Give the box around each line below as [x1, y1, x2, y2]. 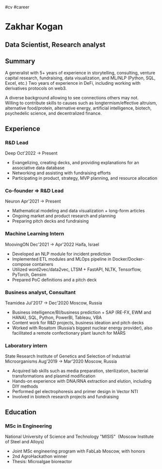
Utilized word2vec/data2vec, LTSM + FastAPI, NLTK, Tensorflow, [12, 266, 142, 272]
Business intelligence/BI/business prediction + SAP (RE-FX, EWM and [12, 309, 151, 315]
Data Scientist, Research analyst [5, 40, 106, 49]
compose [12, 261, 31, 267]
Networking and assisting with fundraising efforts [12, 170, 111, 176]
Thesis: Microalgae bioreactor [12, 458, 72, 464]
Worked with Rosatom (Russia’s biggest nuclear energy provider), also [12, 325, 153, 331]
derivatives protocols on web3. [5, 85, 67, 92]
